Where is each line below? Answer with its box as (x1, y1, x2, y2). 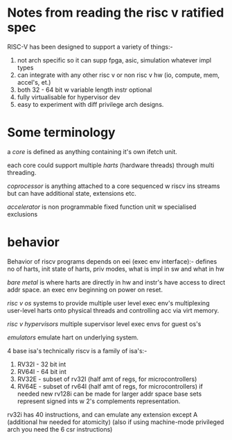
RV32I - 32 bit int (17, 359, 66, 369)
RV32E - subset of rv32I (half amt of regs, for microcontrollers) (17, 375, 197, 383)
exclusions (7, 210, 38, 218)
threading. (7, 168, 37, 176)
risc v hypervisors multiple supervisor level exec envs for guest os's (7, 319, 202, 328)
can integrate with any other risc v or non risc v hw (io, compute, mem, (17, 71, 220, 79)
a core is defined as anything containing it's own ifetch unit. (7, 147, 178, 155)
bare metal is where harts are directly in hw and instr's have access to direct (7, 278, 226, 286)
